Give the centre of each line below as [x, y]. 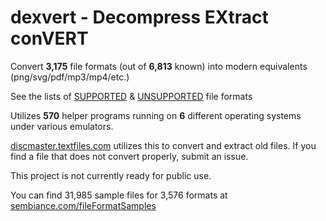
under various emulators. [62, 126]
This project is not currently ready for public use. [111, 175]
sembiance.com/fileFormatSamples [83, 205]
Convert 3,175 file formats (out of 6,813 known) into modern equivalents [159, 66]
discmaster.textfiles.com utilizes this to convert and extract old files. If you [163, 145]
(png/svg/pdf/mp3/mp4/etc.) [70, 77]
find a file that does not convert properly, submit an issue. [129, 156]
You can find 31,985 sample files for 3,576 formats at [119, 195]
